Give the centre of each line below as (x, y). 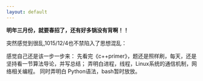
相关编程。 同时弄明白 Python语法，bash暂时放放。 (76, 71)
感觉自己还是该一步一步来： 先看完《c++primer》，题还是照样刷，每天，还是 (101, 56)
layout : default (27, 12)
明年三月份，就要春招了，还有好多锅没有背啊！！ (67, 30)
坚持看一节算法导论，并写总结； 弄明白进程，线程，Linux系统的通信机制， (99, 63)
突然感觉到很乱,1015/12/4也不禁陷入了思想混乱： (67, 43)
